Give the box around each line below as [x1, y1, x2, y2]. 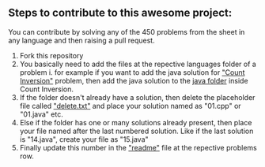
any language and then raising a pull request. [8, 35, 156, 45]
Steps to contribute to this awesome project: [8, 6, 233, 20]
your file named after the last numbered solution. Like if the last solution [19, 126, 254, 135]
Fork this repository [19, 50, 84, 60]
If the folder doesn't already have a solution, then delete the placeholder [19, 92, 256, 102]
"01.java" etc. [19, 109, 63, 119]
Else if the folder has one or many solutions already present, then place [19, 117, 252, 127]
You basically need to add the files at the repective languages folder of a [19, 59, 257, 69]
